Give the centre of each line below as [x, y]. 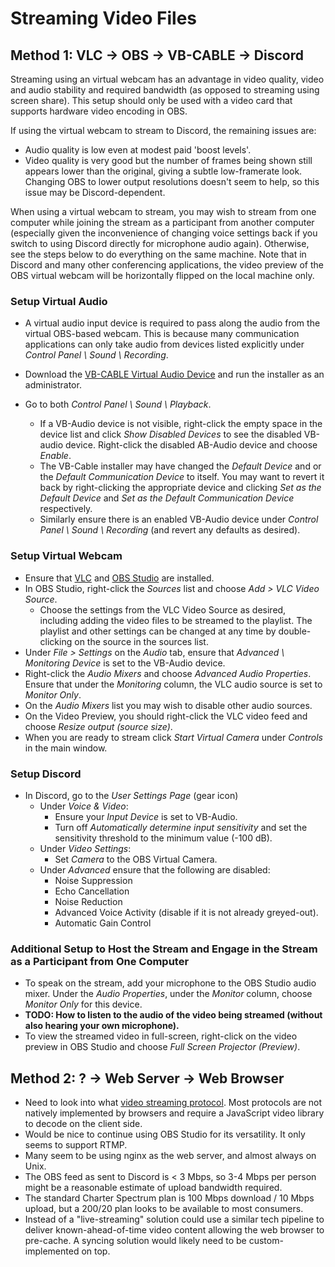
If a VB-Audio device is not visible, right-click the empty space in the [181, 424]
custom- [266, 1240]
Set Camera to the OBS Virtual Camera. [136, 859]
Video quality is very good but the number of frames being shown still [168, 160]
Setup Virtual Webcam [66, 556]
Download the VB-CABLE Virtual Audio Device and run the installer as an [174, 374]
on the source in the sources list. [141, 641]
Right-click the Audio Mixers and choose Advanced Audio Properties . [168, 673]
